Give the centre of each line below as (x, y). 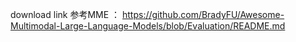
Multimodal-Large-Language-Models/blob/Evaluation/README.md (148, 26)
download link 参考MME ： (65, 14)
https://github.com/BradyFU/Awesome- (203, 14)
